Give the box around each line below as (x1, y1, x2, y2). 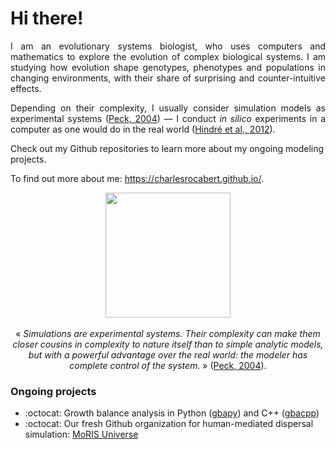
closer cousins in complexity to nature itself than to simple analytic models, (12, 338, 324, 350)
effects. (10, 82, 42, 94)
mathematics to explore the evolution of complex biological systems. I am (10, 50, 326, 62)
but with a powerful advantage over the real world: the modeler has (28, 348, 308, 361)
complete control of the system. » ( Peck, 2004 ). (69, 359, 267, 371)
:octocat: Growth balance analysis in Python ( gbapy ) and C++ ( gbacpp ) (24, 407, 320, 419)
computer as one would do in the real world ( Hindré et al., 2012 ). (10, 123, 276, 135)
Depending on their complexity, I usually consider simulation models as (10, 102, 326, 114)
